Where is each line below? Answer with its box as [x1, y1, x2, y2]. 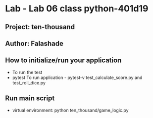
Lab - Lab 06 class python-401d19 [5, 3, 149, 14]
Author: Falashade [5, 39, 63, 47]
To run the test [12, 69, 43, 75]
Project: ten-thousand [5, 23, 75, 31]
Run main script [5, 94, 55, 103]
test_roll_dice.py [12, 79, 46, 85]
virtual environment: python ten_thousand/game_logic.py [12, 107, 129, 113]
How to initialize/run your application [5, 56, 122, 65]
